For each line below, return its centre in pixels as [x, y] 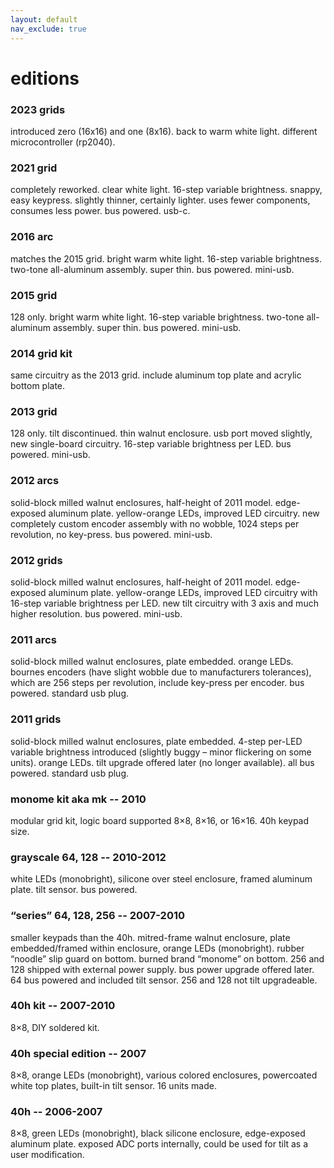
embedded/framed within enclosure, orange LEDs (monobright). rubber [157, 948]
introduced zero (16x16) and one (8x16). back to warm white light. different [164, 131]
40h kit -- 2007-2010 [63, 1006]
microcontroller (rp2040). [63, 142]
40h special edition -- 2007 [78, 1053]
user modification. [47, 1155]
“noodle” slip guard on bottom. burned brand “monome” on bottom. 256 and [167, 958]
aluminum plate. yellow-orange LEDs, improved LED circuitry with [183, 593]
